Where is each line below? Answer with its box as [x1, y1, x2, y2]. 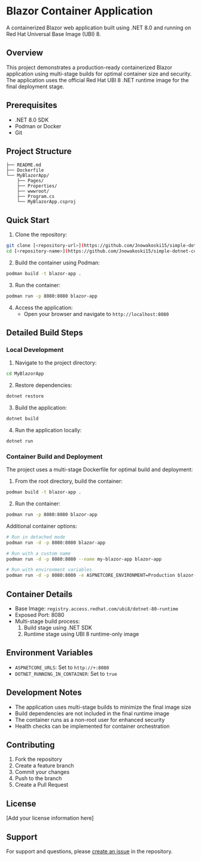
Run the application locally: [14, 427, 82, 433]
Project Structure [6, 146, 72, 156]
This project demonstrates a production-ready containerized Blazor [6, 64, 172, 71]
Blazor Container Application [6, 4, 153, 18]
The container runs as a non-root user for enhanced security [14, 716, 165, 723]
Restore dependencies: [14, 382, 72, 389]
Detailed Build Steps [6, 328, 84, 338]
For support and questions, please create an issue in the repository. [6, 848, 173, 855]
